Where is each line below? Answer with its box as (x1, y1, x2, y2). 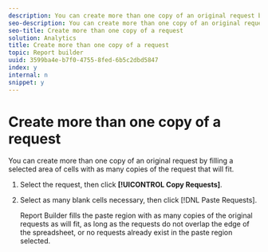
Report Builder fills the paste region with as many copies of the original (19, 211, 253, 220)
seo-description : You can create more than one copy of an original (8, 19, 241, 27)
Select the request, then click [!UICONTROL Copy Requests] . (19, 180, 223, 190)
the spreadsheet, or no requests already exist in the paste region (19, 228, 233, 238)
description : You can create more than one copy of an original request (8, 11, 255, 20)
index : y (8, 64, 37, 72)
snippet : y (8, 78, 45, 86)
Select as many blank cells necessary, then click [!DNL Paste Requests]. (19, 195, 258, 205)
